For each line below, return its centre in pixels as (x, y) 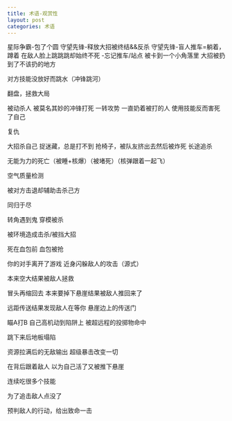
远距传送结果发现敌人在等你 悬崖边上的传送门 (72, 308)
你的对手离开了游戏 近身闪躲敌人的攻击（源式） (75, 264)
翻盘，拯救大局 (28, 93)
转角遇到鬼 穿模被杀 (35, 220)
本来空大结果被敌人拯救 (41, 279)
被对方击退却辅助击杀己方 (44, 190)
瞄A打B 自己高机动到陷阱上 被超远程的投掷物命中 (77, 323)
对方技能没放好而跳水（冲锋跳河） (56, 79)
